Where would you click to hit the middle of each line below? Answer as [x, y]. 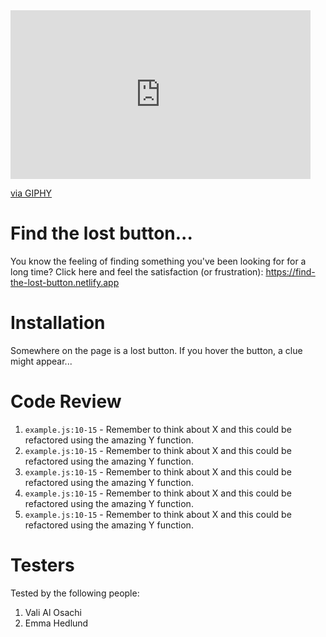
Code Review [66, 401]
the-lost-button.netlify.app [65, 282]
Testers [42, 565]
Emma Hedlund [56, 623]
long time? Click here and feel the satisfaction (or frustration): [137, 271]
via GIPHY [31, 193]
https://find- [290, 271]
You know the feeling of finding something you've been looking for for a [158, 261]
